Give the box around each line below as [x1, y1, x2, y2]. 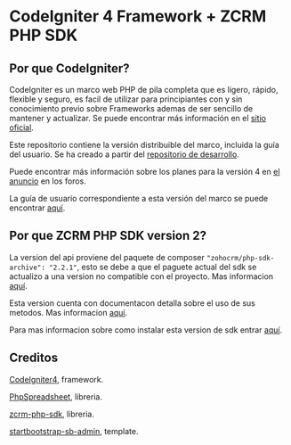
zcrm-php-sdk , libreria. [9, 408, 95, 419]
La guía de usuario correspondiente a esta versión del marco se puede [9, 194, 269, 203]
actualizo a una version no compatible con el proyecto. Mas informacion [9, 270, 274, 282]
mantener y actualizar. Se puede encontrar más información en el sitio [9, 113, 267, 123]
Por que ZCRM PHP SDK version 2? [9, 228, 207, 243]
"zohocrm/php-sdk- [206, 253, 275, 262]
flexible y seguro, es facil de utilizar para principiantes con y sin [9, 94, 243, 104]
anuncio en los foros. [9, 176, 86, 186]
